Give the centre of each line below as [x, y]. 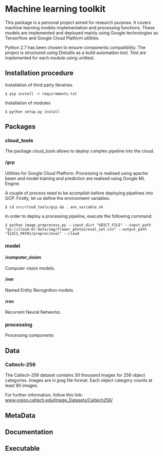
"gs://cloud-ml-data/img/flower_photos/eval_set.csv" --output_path [76, 229]
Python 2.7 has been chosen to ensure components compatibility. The [75, 47]
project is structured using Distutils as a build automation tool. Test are [76, 53]
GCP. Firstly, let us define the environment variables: [58, 198]
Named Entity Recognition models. [40, 290]
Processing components [29, 335]
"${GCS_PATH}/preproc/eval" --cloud [42, 233]
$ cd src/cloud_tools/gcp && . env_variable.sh [54, 207]
